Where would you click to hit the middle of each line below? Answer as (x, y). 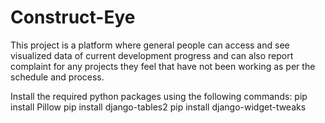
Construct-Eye (73, 17)
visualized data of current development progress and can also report (152, 55)
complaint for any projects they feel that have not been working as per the (163, 66)
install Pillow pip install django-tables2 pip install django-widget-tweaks (158, 107)
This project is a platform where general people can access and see (150, 45)
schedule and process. (57, 77)
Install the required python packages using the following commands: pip (159, 96)
